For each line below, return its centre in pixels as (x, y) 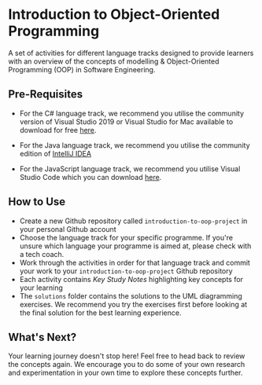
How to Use (37, 202)
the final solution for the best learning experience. (100, 313)
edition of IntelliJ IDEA (55, 153)
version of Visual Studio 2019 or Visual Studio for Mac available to (126, 121)
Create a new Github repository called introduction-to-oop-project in (133, 221)
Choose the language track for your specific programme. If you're (126, 237)
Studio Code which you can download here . (90, 177)
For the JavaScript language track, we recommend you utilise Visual (130, 169)
